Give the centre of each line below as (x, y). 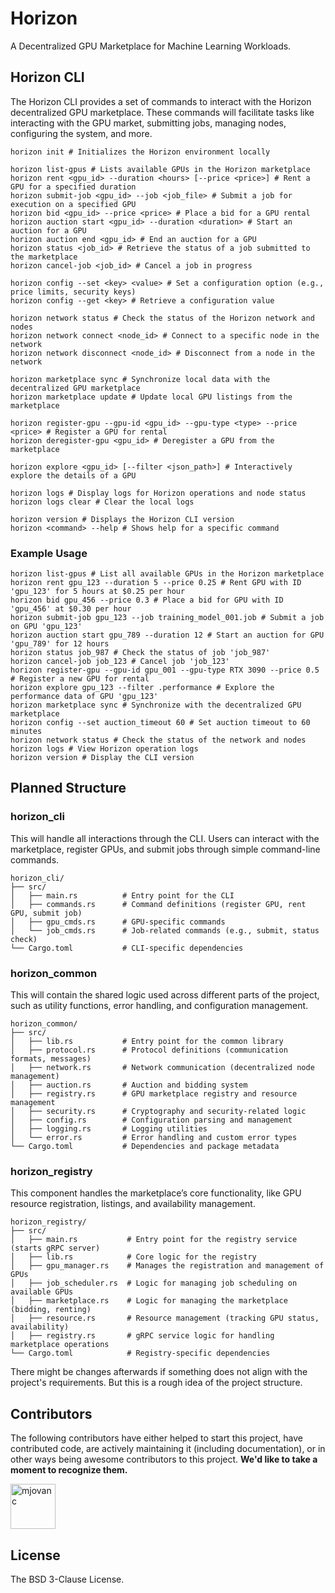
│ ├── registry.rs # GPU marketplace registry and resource (154, 1094)
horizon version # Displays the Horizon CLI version (122, 519)
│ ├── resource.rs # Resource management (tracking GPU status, (165, 1318)
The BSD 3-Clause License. (67, 1579)
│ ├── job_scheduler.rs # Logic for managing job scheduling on (154, 1283)
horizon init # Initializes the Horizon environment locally (140, 152)
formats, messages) (51, 1059)
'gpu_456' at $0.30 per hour (71, 609)
